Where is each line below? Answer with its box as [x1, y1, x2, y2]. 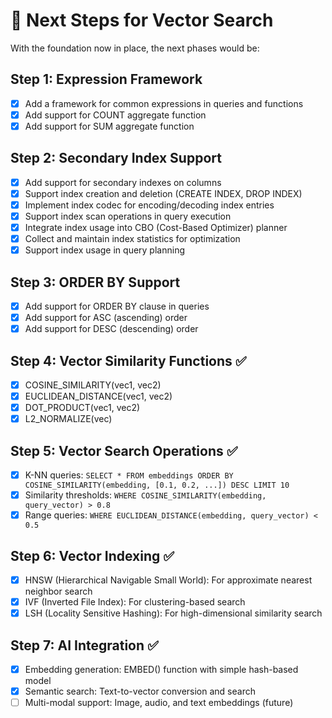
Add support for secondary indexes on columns [24, 176, 222, 188]
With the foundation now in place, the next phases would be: [10, 42, 260, 54]
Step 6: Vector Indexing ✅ [10, 547, 175, 564]
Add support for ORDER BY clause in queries [24, 300, 210, 312]
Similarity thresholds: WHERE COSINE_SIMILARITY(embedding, [24, 489, 267, 501]
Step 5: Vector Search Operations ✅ [10, 442, 238, 459]
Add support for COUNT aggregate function [24, 109, 207, 121]
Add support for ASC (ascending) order [24, 312, 188, 324]
